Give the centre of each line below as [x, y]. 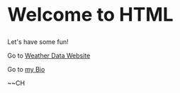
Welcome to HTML [90, 14]
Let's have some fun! [38, 42]
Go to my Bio [26, 69]
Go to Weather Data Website [49, 55]
